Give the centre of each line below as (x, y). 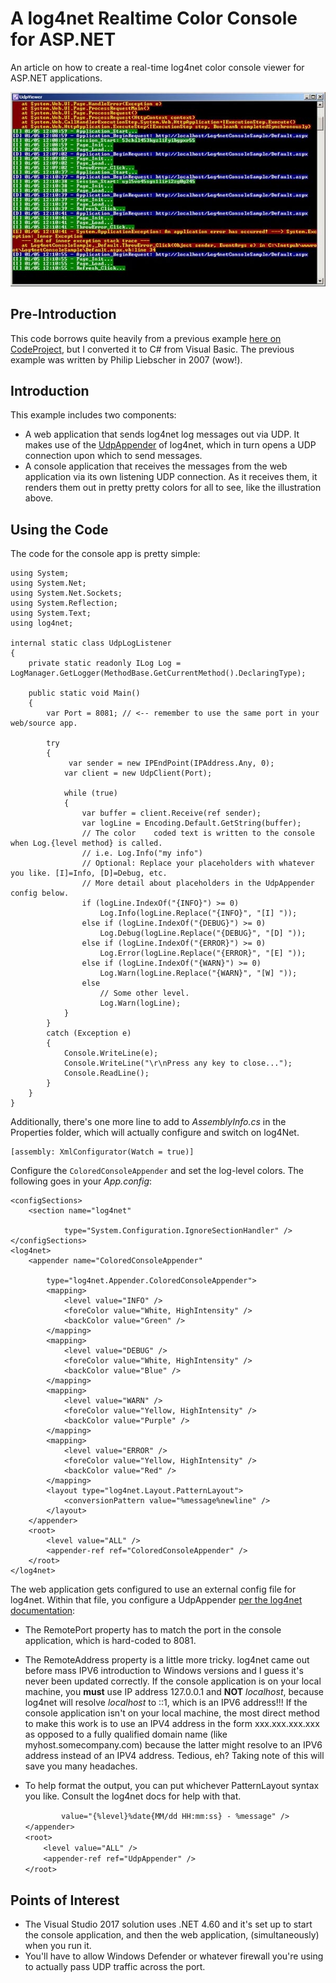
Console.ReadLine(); (106, 1073)
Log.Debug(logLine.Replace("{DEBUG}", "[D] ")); (203, 933)
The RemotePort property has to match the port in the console (153, 1630)
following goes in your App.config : (81, 1181)
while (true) (90, 793)
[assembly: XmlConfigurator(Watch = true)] (102, 1152)
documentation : (43, 1611)
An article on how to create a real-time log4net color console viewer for (157, 67)
